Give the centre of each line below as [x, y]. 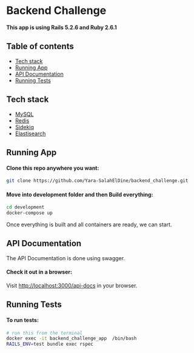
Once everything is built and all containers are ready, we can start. [89, 224]
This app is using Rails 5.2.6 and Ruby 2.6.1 [62, 27]
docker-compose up [29, 213]
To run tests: [23, 320]
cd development [25, 207]
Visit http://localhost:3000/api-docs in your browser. [72, 285]
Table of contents [40, 46]
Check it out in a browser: [39, 272]
